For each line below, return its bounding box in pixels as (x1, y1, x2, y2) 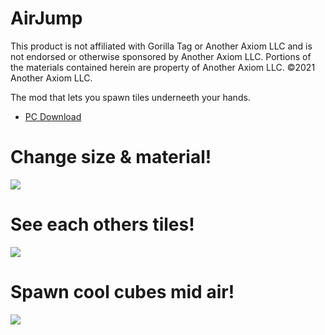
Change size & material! (10, 146, 212, 169)
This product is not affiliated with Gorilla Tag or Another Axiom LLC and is (10, 40, 313, 52)
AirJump (10, 7, 83, 30)
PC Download (24, 110, 82, 122)
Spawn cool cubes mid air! (10, 281, 235, 303)
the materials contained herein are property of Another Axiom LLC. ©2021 (10, 61, 316, 73)
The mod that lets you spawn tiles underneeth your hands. (10, 91, 251, 103)
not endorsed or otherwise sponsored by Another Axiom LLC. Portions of (10, 50, 312, 62)
